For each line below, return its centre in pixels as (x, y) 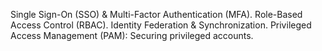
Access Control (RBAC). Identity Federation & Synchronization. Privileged (161, 25)
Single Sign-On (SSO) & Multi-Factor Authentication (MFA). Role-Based (156, 14)
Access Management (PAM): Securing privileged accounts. (132, 35)
